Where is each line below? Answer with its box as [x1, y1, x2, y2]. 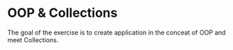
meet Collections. [7, 35, 59, 44]
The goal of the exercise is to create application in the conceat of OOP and [7, 28, 226, 37]
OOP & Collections [7, 5, 118, 21]
